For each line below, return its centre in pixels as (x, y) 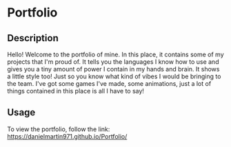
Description (33, 38)
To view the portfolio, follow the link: (59, 129)
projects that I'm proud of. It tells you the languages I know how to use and (113, 62)
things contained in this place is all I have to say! (76, 91)
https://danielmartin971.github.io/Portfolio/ (67, 136)
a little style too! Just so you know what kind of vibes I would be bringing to (114, 76)
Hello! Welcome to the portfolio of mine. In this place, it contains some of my (115, 54)
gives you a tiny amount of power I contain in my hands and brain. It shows (113, 69)
